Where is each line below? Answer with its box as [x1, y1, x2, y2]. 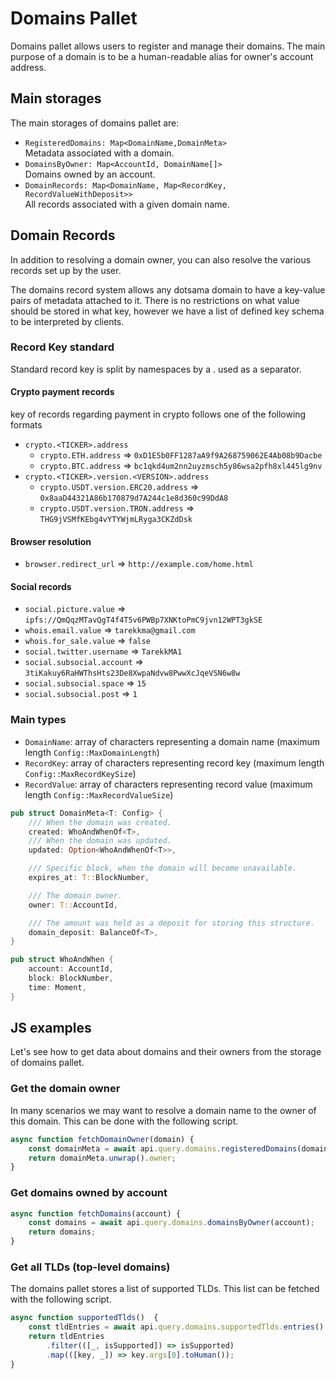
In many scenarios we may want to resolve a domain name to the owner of [10, 1104, 317, 1116]
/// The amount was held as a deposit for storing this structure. [28, 918, 315, 928]
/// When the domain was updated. [28, 836, 172, 846]
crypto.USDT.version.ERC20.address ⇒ [39, 481, 200, 493]
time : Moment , [28, 982, 87, 992]
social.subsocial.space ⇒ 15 [24, 677, 147, 689]
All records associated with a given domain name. [24, 198, 230, 210]
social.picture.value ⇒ [24, 603, 127, 615]
